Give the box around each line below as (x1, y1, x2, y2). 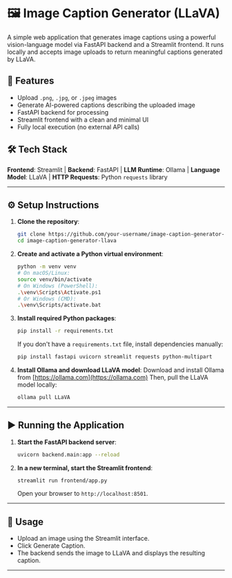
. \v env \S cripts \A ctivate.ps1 (17, 289, 101, 296)
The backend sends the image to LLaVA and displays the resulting (17, 549, 206, 557)
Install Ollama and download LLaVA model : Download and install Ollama (17, 366, 224, 374)
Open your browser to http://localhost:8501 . (17, 490, 148, 498)
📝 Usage (7, 516, 43, 528)
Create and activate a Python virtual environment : (17, 250, 164, 258)
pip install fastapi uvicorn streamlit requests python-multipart (17, 354, 213, 360)
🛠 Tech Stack (7, 144, 68, 155)
